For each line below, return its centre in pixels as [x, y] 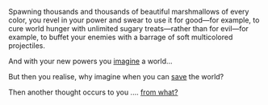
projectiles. [27, 46]
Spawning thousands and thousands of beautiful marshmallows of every [129, 12]
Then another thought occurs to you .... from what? [93, 92]
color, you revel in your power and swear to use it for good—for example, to [134, 20]
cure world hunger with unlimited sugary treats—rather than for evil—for [128, 28]
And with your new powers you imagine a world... [90, 61]
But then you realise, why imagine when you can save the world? [116, 77]
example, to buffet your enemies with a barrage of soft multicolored [121, 37]
